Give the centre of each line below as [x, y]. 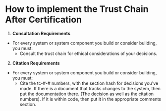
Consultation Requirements [41, 33]
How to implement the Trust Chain [77, 9]
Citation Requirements [36, 63]
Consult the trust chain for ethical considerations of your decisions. [88, 54]
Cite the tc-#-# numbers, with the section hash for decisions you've [89, 83]
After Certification [43, 20]
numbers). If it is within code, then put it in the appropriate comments [90, 99]
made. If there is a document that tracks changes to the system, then [90, 88]
